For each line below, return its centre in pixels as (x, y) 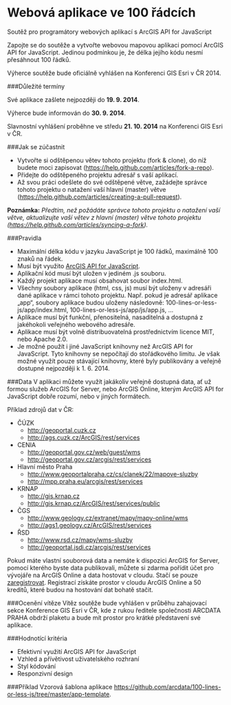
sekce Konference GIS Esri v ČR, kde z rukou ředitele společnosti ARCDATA (114, 610)
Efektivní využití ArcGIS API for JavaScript (77, 651)
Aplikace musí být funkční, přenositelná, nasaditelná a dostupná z (110, 317)
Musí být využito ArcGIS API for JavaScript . (79, 265)
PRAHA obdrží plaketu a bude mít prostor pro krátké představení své (104, 618)
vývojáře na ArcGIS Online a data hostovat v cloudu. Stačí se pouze (102, 575)
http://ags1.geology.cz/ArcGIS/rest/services (89, 525)
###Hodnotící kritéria (37, 638)
